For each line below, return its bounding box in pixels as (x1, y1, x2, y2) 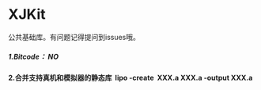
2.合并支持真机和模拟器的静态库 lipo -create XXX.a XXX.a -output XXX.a (8, 73, 253, 82)
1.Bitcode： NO (8, 52, 59, 61)
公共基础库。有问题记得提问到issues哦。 (8, 32, 140, 41)
